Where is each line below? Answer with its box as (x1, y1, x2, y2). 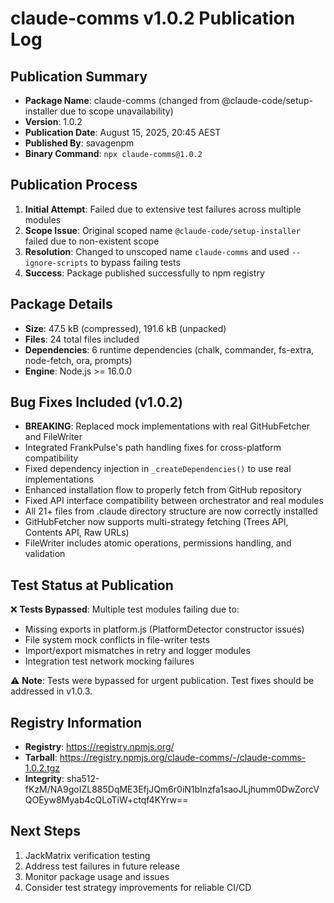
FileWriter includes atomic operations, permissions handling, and (24, 537, 292, 549)
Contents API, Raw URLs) (24, 527, 130, 539)
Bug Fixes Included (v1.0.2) (10, 394, 183, 411)
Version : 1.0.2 (24, 116, 83, 127)
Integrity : (24, 773, 65, 785)
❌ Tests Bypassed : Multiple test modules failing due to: (10, 603, 240, 616)
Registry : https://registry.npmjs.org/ (24, 741, 175, 753)
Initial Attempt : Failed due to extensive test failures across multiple (24, 203, 302, 215)
